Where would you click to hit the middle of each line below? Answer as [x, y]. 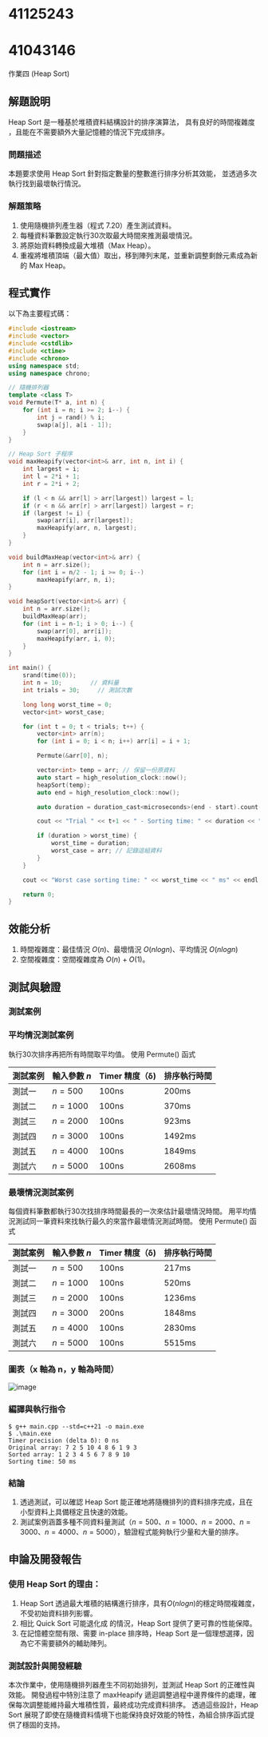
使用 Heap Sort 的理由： [55, 1584]
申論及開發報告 [45, 1560]
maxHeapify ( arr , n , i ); [76, 580]
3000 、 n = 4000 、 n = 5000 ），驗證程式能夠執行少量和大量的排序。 [131, 1532]
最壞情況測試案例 [41, 1192]
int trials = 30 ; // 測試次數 [78, 690]
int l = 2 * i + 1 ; [51, 476]
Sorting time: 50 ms [43, 1461]
